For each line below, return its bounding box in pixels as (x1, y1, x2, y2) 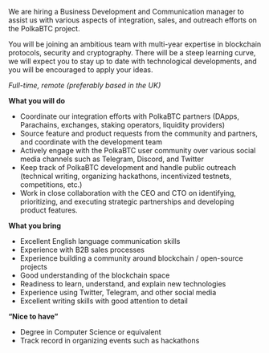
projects (19, 262, 48, 271)
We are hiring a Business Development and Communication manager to (8, 7, 245, 16)
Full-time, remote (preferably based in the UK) (8, 80, 161, 90)
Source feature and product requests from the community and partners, (19, 128, 259, 138)
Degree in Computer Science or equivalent (19, 327, 162, 336)
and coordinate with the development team (19, 137, 163, 147)
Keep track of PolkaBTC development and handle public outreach (19, 163, 237, 172)
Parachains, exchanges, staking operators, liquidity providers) (19, 120, 226, 129)
